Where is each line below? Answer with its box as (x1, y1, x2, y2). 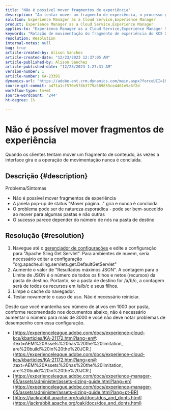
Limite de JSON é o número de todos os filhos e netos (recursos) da (12, 272, 156, 278)
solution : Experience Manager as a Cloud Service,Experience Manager (5, 17, 156, 22)
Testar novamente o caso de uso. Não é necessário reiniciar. (12, 293, 140, 299)
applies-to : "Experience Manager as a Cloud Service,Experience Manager (5, 26, 163, 32)
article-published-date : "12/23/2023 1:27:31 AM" (5, 64, 113, 69)
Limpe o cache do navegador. (12, 288, 75, 294)
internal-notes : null (5, 41, 51, 46)
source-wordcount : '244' (5, 93, 58, 98)
